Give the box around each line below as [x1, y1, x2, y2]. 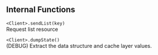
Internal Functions [6, 5, 76, 15]
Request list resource [6, 25, 58, 33]
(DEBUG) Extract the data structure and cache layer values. [6, 42, 152, 49]
